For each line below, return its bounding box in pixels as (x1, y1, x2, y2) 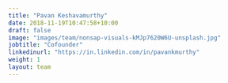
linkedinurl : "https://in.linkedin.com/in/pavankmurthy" (8, 48, 200, 56)
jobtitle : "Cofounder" (8, 41, 83, 49)
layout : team (8, 63, 51, 71)
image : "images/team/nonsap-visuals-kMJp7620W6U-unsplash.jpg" (8, 33, 222, 42)
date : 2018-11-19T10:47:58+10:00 (8, 19, 119, 27)
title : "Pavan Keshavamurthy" (8, 11, 108, 20)
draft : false (8, 26, 51, 34)
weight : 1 (8, 56, 41, 64)
